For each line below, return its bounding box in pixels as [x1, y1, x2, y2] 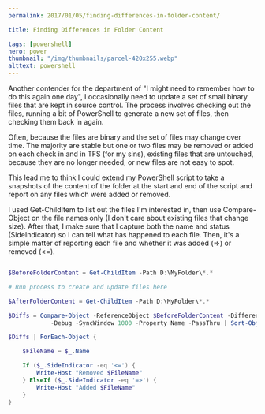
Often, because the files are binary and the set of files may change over [8, 132, 242, 142]
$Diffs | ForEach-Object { [8, 333, 97, 341]
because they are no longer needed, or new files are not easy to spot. [8, 158, 235, 166]
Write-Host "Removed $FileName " [36, 369, 144, 377]
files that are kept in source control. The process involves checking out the [8, 100, 251, 110]
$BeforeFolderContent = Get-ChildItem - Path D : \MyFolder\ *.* [8, 269, 214, 277]
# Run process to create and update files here [8, 283, 168, 291]
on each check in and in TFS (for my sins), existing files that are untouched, [8, 149, 254, 159]
